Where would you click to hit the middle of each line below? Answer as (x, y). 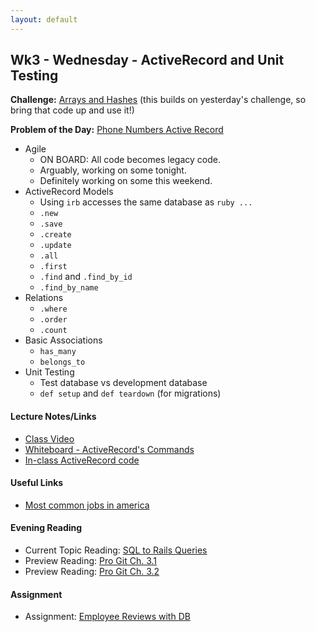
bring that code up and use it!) (72, 110)
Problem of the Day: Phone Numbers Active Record (117, 130)
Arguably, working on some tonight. (113, 170)
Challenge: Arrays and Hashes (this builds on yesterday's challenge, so (158, 100)
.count (53, 331)
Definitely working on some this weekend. (126, 181)
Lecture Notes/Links (53, 417)
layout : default (44, 19)
